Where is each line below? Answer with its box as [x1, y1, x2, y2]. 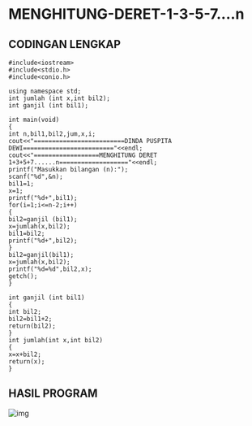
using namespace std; [8, 87, 82, 95]
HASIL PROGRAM [8, 387, 98, 401]
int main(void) [8, 115, 60, 124]
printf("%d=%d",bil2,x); [8, 265, 92, 273]
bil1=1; [8, 180, 35, 188]
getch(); [8, 272, 38, 280]
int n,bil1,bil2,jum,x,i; [8, 130, 96, 138]
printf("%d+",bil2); [8, 237, 79, 245]
